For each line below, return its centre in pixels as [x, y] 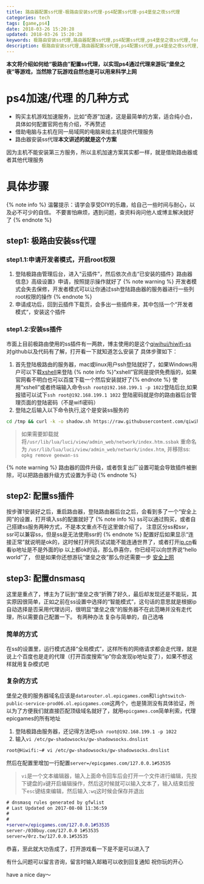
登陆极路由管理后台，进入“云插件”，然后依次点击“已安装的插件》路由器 [104, 274]
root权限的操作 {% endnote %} [53, 297]
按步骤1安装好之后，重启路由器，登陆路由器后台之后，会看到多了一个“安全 [99, 512]
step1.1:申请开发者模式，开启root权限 [61, 260]
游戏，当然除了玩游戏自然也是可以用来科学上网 [78, 71]
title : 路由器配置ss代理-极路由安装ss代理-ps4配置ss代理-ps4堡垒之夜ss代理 [93, 12]
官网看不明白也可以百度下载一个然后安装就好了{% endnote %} [93, 379]
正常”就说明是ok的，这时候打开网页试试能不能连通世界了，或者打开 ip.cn [102, 542]
